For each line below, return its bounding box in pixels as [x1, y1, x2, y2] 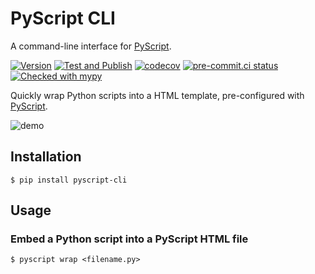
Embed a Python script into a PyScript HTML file [10, 232, 249, 246]
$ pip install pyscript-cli [10, 175, 128, 185]
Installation [10, 148, 82, 166]
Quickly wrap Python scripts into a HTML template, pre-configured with [10, 89, 305, 101]
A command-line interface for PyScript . [10, 40, 172, 52]
